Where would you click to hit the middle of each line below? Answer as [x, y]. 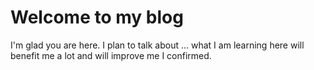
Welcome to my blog [97, 17]
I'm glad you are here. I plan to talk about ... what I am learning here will [157, 45]
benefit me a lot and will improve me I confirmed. [111, 55]
